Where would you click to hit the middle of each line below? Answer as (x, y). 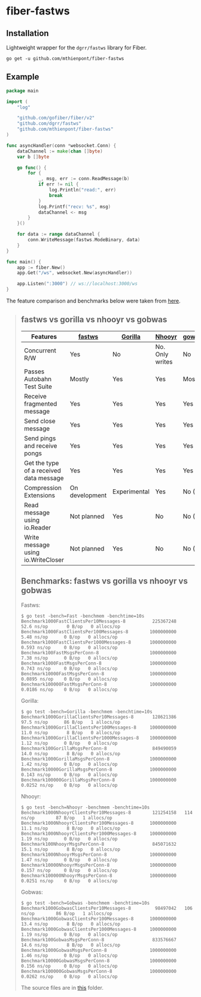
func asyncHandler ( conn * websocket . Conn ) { (61, 145)
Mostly (79, 379)
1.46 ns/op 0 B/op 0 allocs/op (69, 956)
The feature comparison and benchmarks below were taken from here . (93, 301)
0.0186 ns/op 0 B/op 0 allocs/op (69, 689)
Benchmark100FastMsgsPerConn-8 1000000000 (99, 652)
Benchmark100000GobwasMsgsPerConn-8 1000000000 (99, 971)
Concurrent (40, 351)
